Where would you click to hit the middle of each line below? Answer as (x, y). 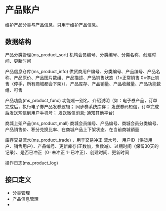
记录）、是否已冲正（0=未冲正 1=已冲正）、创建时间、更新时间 (67, 152)
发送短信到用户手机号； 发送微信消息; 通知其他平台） (63, 113)
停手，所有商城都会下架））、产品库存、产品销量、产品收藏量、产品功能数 (87, 84)
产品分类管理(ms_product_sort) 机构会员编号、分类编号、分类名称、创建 (79, 54)
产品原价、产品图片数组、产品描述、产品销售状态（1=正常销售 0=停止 (84, 78)
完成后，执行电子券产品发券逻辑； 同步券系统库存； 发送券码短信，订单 (78, 106)
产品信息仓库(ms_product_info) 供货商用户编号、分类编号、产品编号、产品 (81, 71)
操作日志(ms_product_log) (32, 163)
